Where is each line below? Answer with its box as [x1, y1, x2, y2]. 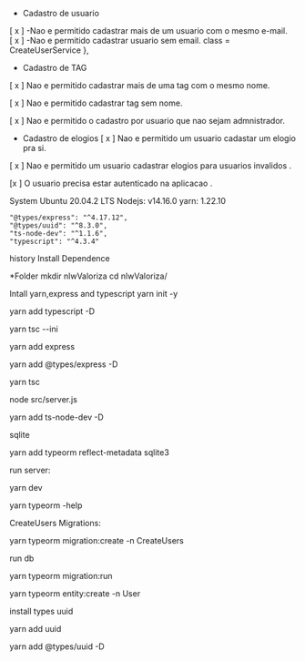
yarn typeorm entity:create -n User [9, 588, 141, 599]
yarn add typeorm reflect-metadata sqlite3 [9, 447, 170, 458]
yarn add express [9, 341, 76, 351]
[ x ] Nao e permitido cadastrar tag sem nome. [9, 97, 183, 108]
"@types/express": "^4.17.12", [9, 213, 128, 222]
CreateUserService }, [9, 45, 89, 56]
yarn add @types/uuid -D [9, 641, 105, 652]
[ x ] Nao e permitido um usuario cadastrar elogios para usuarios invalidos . [9, 160, 292, 171]
